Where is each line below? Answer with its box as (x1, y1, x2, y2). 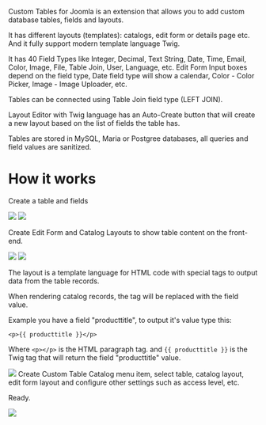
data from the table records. (8, 276, 100, 286)
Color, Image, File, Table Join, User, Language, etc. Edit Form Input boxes (8, 63, 248, 72)
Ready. (8, 393, 31, 402)
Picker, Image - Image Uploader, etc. (8, 79, 128, 89)
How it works (8, 170, 97, 188)
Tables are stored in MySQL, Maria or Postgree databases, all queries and (8, 134, 249, 143)
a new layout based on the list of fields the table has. (8, 119, 180, 127)
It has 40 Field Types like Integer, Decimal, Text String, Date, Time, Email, (8, 55, 247, 63)
